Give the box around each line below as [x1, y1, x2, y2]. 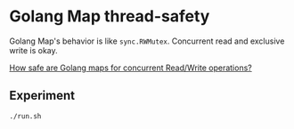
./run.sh [9, 111, 42, 121]
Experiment [9, 88, 76, 103]
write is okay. [9, 44, 58, 55]
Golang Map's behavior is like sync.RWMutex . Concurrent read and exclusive [9, 36, 285, 46]
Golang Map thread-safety [9, 6, 210, 27]
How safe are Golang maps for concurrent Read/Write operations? [9, 62, 252, 73]
